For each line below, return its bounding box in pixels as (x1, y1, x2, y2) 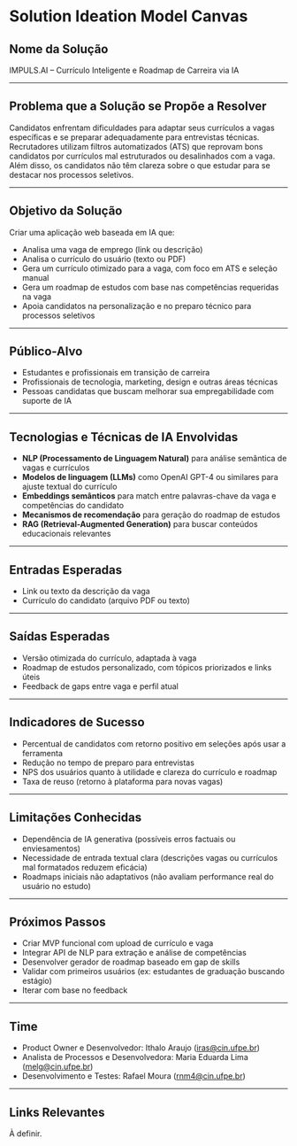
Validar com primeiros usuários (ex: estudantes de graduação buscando (21, 966, 286, 977)
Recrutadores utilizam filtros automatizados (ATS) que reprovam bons (9, 141, 263, 151)
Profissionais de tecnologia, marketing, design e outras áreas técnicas (21, 376, 278, 387)
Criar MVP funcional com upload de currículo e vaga (21, 938, 214, 949)
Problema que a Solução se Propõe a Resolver (9, 99, 267, 114)
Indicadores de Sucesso (9, 715, 145, 730)
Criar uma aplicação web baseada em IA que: (9, 227, 175, 237)
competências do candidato (21, 500, 125, 511)
